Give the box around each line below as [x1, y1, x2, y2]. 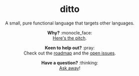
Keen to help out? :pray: [45, 44, 95, 50]
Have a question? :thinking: [41, 59, 98, 65]
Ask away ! [59, 65, 81, 71]
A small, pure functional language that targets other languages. [5, 20, 135, 26]
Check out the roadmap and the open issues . [23, 50, 117, 56]
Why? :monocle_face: [47, 29, 92, 35]
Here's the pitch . [52, 35, 87, 41]
